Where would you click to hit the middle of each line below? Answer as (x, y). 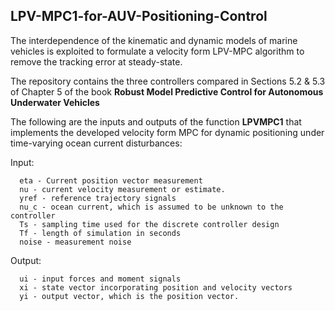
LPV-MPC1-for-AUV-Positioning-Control (139, 16)
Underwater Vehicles (55, 102)
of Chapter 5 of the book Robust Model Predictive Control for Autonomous (167, 91)
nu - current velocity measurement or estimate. (122, 189)
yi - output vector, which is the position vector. (129, 296)
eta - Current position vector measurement (111, 180)
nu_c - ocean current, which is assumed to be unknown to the (151, 207)
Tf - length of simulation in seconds (100, 233)
